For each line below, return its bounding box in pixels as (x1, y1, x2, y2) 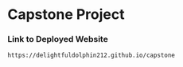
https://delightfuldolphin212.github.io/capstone (7, 51, 176, 60)
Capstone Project (7, 6, 125, 24)
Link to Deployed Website (7, 34, 108, 45)
